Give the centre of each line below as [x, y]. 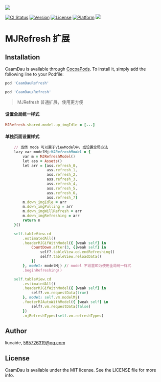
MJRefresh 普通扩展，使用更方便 [50, 102]
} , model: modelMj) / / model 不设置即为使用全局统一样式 [77, 266]
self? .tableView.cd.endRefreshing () [77, 252]
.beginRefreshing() [43, 270]
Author [16, 331]
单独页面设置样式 [22, 136]
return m [32, 220]
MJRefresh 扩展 [37, 39]
